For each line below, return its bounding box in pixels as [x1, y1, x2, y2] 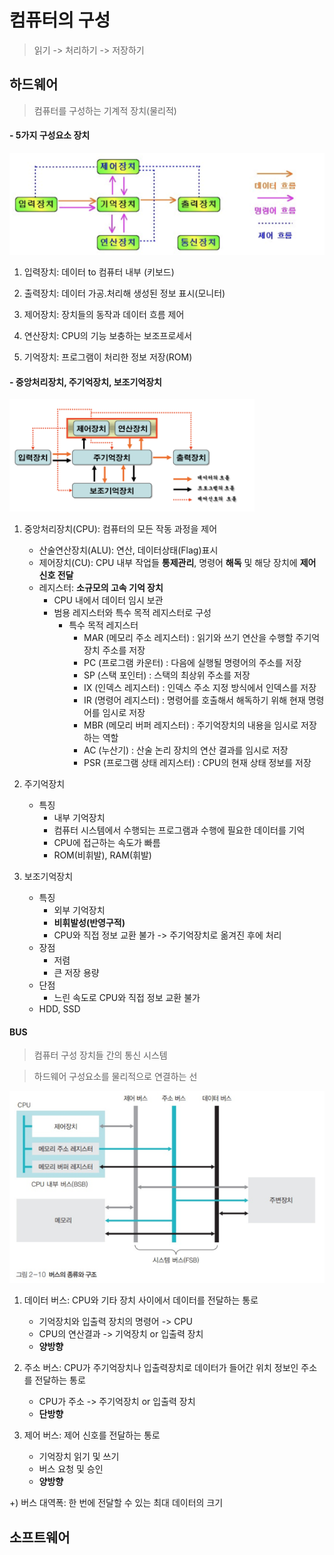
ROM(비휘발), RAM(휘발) [53, 849, 152, 861]
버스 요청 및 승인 [38, 1463, 104, 1475]
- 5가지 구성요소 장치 [9, 129, 91, 141]
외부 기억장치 [53, 904, 106, 916]
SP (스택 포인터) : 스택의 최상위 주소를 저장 [83, 669, 251, 681]
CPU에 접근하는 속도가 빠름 [53, 837, 161, 849]
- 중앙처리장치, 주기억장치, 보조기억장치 [9, 376, 162, 388]
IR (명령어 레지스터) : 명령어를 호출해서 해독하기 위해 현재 [83, 694, 306, 706]
